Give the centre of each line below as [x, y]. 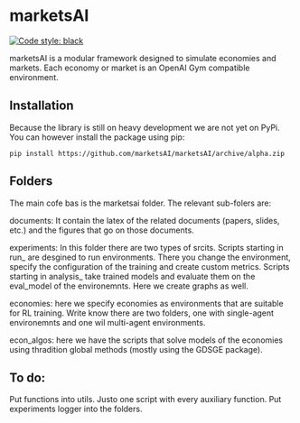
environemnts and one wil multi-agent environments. [108, 322]
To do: [28, 377]
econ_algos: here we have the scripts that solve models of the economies [146, 340]
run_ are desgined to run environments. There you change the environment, [150, 257]
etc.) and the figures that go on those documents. [102, 230]
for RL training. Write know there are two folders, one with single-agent [141, 313]
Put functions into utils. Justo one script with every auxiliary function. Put [145, 400]
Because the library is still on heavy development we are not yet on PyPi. [145, 127]
